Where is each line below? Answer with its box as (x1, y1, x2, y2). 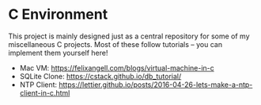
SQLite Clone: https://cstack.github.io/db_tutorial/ (19, 71, 182, 81)
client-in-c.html (19, 88, 70, 97)
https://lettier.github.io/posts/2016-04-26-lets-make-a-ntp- (59, 80, 253, 89)
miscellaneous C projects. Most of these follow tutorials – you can (8, 39, 223, 49)
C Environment (8, 5, 108, 24)
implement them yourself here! (8, 48, 108, 57)
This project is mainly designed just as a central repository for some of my (8, 31, 250, 41)
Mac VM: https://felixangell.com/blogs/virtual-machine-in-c (19, 63, 215, 72)
